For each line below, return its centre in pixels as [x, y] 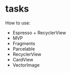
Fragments [24, 43]
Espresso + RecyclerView [39, 32]
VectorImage [26, 65]
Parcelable [24, 49]
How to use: [18, 23]
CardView [23, 59]
